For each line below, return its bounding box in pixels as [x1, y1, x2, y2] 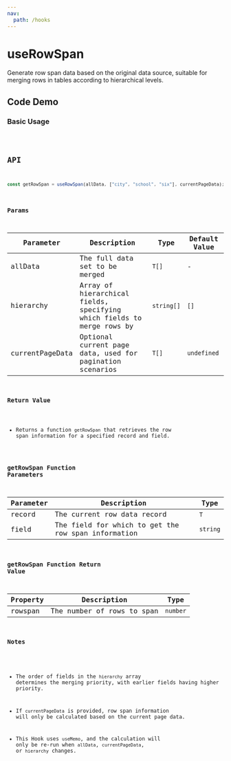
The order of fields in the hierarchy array [16, 673, 142, 680]
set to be [79, 262, 118, 271]
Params [7, 206, 30, 214]
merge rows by [79, 321, 134, 331]
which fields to [79, 313, 142, 322]
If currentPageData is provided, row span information [16, 707, 170, 714]
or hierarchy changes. [16, 747, 77, 755]
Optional [79, 332, 113, 341]
